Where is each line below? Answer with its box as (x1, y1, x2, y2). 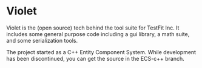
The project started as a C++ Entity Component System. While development (6, 48, 196, 55)
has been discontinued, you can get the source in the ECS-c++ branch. (6, 55, 185, 62)
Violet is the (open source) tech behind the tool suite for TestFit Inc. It (6, 24, 180, 31)
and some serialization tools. (6, 37, 78, 44)
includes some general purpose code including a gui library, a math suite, (6, 30, 190, 37)
